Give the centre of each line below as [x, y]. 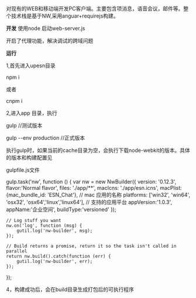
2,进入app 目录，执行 [32, 113]
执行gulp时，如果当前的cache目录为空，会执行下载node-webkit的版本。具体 [98, 150]
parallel [17, 251]
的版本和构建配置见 [29, 157]
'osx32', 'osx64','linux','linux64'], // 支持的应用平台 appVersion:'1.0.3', [89, 202]
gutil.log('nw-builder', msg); [55, 231]
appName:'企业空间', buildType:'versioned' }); [61, 209]
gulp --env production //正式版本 [46, 138]
